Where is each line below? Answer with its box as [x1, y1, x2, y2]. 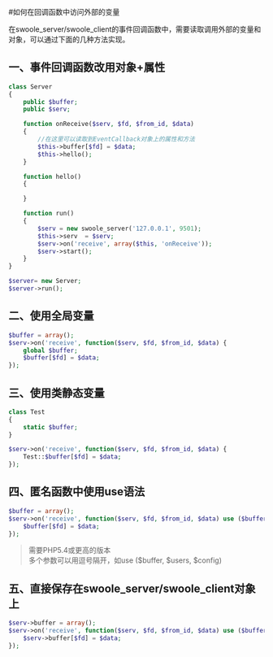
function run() [23, 210, 75, 218]
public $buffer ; [23, 98, 79, 106]
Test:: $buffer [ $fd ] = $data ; [23, 453, 122, 461]
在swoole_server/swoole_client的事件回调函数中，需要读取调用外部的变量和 [8, 24, 262, 34]
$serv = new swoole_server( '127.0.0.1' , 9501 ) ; [37, 224, 201, 233]
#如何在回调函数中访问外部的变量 [8, 7, 120, 16]
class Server [8, 82, 53, 91]
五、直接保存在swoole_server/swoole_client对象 [8, 581, 256, 595]
